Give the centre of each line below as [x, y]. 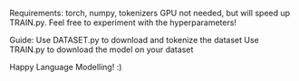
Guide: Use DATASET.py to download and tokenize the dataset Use [135, 40]
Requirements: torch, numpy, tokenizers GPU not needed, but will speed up [150, 13]
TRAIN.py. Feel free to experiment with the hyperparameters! [123, 22]
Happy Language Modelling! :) [66, 67]
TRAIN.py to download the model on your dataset [101, 49]
